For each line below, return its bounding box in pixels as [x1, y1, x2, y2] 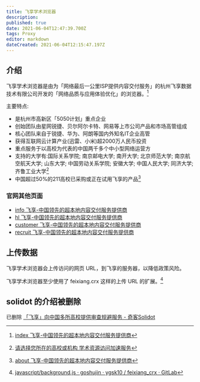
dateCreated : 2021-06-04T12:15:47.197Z [6, 42, 105, 48]
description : [6, 14, 39, 20]
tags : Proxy [6, 31, 36, 37]
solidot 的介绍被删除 [6, 296, 82, 306]
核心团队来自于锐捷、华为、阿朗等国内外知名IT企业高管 [14, 130, 151, 137]
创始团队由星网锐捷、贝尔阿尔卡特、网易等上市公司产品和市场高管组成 [14, 123, 187, 130]
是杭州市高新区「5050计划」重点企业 [14, 115, 107, 123]
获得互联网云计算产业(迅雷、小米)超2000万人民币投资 [14, 137, 147, 145]
